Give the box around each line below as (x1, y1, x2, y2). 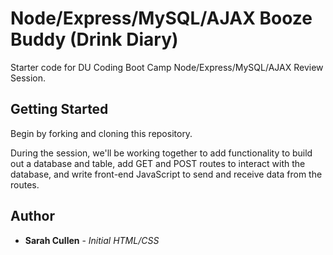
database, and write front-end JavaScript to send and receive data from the (10, 168, 323, 180)
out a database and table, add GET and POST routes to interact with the (10, 157, 306, 169)
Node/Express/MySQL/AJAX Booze (10, 7, 313, 30)
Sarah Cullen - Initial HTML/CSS (24, 234, 160, 246)
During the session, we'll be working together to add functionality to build (10, 147, 313, 159)
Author (10, 208, 55, 225)
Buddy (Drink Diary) (10, 28, 179, 51)
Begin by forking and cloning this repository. (10, 127, 193, 139)
